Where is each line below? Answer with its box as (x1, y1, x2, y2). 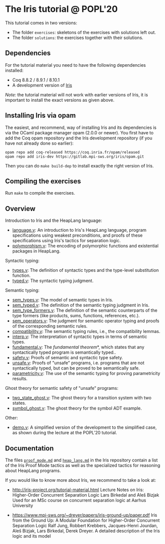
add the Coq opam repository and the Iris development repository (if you (5, 135, 153, 141)
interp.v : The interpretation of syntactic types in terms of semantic (12, 334, 147, 339)
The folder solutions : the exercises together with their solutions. (12, 35, 144, 41)
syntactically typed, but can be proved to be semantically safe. (12, 365, 140, 371)
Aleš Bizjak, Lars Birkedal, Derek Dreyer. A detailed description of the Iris (12, 528, 160, 534)
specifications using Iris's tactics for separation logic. (12, 238, 121, 244)
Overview (5, 204, 36, 213)
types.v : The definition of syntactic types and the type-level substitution (12, 267, 159, 273)
